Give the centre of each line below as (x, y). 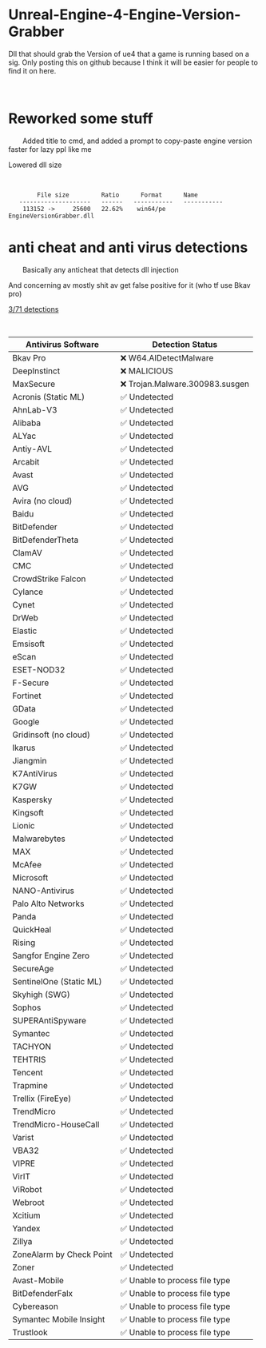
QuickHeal (32, 929)
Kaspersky (32, 800)
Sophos (27, 1007)
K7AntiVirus (35, 773)
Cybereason (35, 1306)
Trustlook (30, 1332)
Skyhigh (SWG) (41, 995)
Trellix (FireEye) (42, 1099)
